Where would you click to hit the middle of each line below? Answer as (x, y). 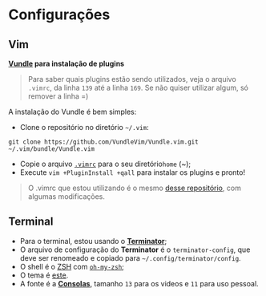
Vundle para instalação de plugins (66, 63)
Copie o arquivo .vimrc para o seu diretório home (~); (105, 164)
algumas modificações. (66, 197)
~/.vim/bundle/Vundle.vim (51, 149)
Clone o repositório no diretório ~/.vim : (85, 127)
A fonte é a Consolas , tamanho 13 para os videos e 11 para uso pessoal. (139, 283)
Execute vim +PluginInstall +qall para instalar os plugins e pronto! (133, 172)
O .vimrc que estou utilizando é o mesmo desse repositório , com (135, 188)
